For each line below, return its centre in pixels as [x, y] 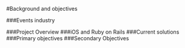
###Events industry [31, 20]
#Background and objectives [42, 9]
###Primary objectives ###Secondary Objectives [68, 38]
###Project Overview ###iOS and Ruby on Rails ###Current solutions [93, 32]
